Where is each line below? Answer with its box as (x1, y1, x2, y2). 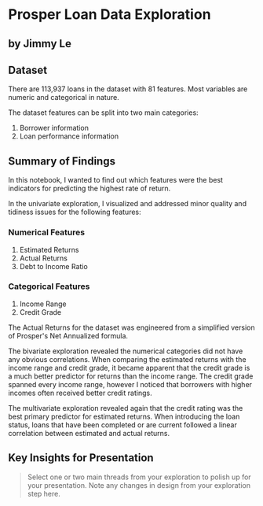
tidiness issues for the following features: (8, 207, 141, 217)
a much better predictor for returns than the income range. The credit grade (8, 371, 254, 381)
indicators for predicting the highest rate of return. (8, 183, 171, 194)
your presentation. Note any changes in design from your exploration (27, 480, 251, 489)
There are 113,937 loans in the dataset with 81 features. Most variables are (8, 84, 248, 94)
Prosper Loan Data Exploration (8, 6, 211, 24)
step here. (27, 489, 60, 498)
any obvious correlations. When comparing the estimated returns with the (8, 354, 247, 364)
